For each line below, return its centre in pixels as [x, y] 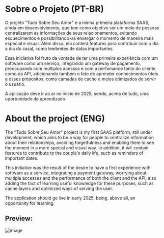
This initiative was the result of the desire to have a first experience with [78, 167]
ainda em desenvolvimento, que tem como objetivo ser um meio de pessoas [82, 27]
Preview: [19, 219]
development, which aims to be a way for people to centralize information [80, 137]
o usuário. [15, 84]
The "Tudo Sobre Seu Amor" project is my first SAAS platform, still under [79, 132]
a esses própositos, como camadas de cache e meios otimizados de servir [81, 79]
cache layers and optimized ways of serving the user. [59, 188]
